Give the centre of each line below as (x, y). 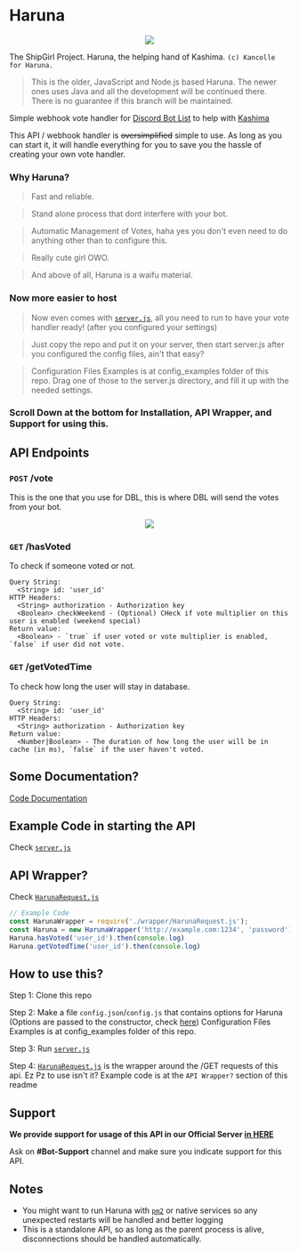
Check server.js (40, 847)
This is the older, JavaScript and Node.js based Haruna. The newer (154, 82)
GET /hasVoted (40, 546)
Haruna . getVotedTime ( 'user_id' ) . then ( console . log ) (105, 946)
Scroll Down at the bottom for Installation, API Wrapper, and (141, 413)
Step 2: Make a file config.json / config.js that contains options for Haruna (146, 1013)
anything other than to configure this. (99, 240)
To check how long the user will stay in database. (100, 686)
